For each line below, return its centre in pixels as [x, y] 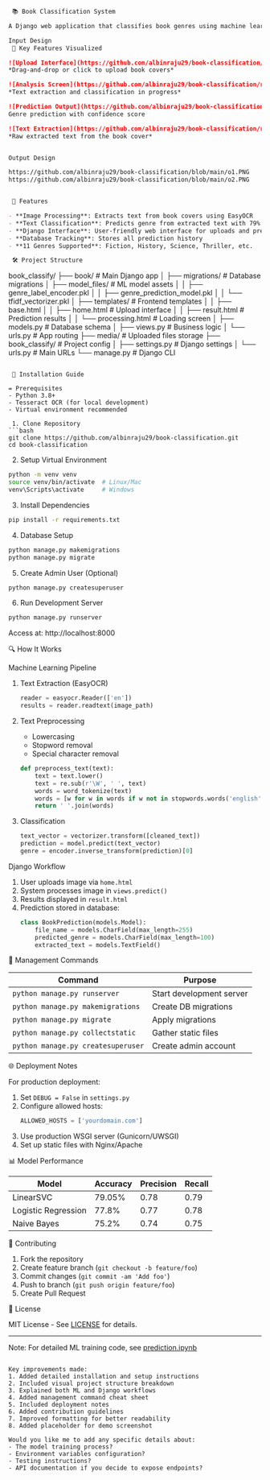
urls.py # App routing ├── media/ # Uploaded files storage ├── [115, 336]
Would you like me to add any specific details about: [102, 1440]
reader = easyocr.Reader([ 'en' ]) [76, 698]
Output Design [32, 158]
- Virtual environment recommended [68, 410]
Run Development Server [61, 603]
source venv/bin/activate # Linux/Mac [75, 482]
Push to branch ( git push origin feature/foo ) [97, 1285]
